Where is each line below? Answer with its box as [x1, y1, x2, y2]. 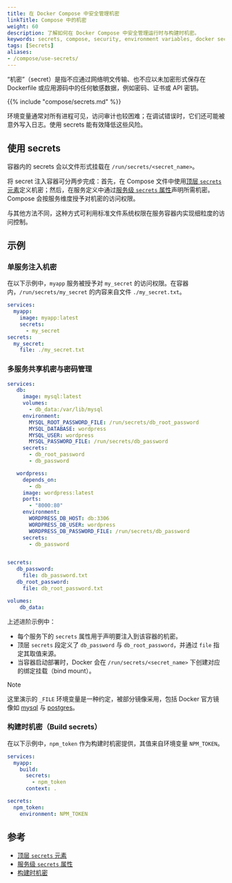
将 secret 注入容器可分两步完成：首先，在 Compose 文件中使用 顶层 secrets [7, 177, 222, 185]
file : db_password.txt [22, 572, 88, 579]
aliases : [7, 49, 32, 56]
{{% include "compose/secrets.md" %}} [7, 97, 122, 106]
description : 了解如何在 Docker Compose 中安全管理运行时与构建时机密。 [7, 29, 200, 37]
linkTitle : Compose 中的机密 [7, 17, 87, 24]
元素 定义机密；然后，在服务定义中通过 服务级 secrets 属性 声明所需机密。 [7, 185, 214, 194]
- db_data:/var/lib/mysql [28, 406, 104, 413]
